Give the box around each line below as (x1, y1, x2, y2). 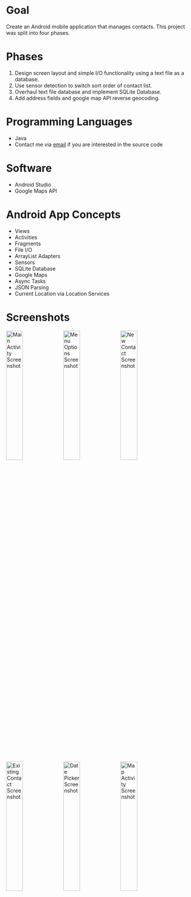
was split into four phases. (6, 29, 70, 36)
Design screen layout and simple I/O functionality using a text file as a (14, 69, 185, 77)
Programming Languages (6, 116, 133, 128)
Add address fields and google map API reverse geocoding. (14, 94, 160, 101)
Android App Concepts (6, 207, 121, 221)
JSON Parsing (14, 283, 49, 291)
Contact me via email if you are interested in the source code (14, 141, 163, 148)
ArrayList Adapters (14, 252, 61, 259)
